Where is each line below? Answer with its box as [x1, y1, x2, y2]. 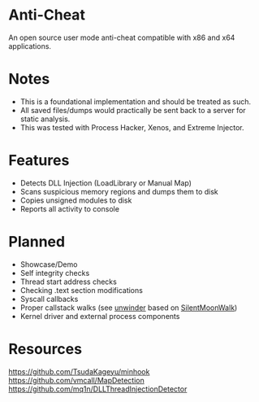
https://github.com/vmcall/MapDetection [8, 375, 145, 385]
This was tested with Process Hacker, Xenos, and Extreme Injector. [19, 122, 244, 132]
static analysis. [19, 114, 71, 124]
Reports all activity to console [19, 203, 120, 213]
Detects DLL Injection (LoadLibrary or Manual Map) [19, 177, 192, 188]
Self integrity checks [19, 268, 90, 277]
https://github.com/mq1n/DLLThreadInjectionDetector [8, 384, 188, 394]
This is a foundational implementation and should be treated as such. [19, 96, 252, 107]
